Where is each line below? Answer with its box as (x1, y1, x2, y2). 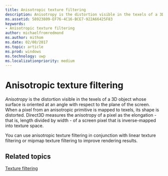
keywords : (5, 21, 26, 26)
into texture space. (5, 123, 44, 129)
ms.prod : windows (5, 49, 41, 54)
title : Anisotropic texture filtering (5, 7, 86, 12)
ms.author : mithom (5, 35, 43, 40)
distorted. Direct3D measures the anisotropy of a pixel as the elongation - (5, 112, 156, 118)
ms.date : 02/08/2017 (5, 40, 48, 45)
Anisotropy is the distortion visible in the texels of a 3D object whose (5, 96, 146, 102)
